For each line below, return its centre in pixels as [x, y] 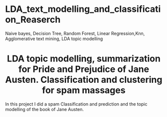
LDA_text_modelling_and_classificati [83, 9]
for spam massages [84, 90]
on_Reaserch [33, 20]
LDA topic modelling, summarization [84, 59]
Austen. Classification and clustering [84, 80]
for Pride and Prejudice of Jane [84, 69]
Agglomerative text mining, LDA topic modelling [54, 39]
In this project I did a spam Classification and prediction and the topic [76, 104]
